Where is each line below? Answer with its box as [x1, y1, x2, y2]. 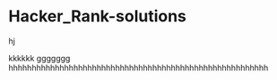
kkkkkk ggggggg [8, 52, 71, 63]
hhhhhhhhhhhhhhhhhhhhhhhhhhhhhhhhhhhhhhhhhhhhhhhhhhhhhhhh [8, 62, 269, 73]
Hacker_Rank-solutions [8, 6, 187, 27]
